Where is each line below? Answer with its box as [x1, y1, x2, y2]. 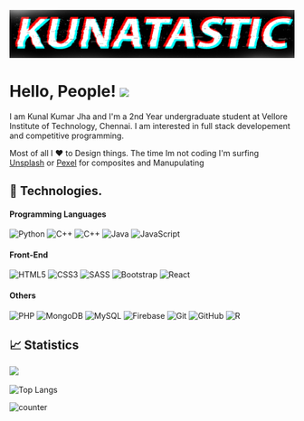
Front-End [9, 249, 49, 260]
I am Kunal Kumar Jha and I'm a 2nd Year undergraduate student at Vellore [9, 110, 288, 122]
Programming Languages [9, 209, 107, 220]
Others [9, 290, 36, 301]
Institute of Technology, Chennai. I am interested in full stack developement [9, 120, 291, 131]
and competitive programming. [9, 130, 125, 141]
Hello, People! [9, 80, 117, 101]
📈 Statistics [9, 337, 80, 352]
